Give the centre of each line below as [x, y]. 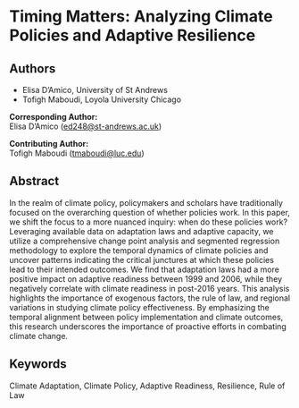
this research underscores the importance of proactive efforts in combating [148, 326]
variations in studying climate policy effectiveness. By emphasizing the [140, 307]
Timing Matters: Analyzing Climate [141, 17]
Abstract [34, 181]
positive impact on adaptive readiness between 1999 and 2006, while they [146, 278]
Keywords [38, 364]
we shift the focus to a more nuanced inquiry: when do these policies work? [149, 222]
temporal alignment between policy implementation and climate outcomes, [146, 317]
